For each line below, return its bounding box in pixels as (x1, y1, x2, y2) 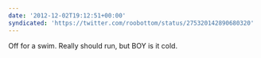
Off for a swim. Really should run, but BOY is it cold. (8, 41, 177, 50)
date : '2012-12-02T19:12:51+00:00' (8, 11, 127, 20)
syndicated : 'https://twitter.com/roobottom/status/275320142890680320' (8, 19, 255, 27)
